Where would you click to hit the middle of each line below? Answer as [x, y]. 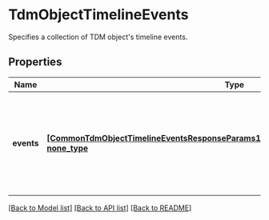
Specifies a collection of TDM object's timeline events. [98, 37]
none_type [68, 148]
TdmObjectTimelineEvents [98, 15]
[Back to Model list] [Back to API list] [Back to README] [100, 208]
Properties [35, 62]
